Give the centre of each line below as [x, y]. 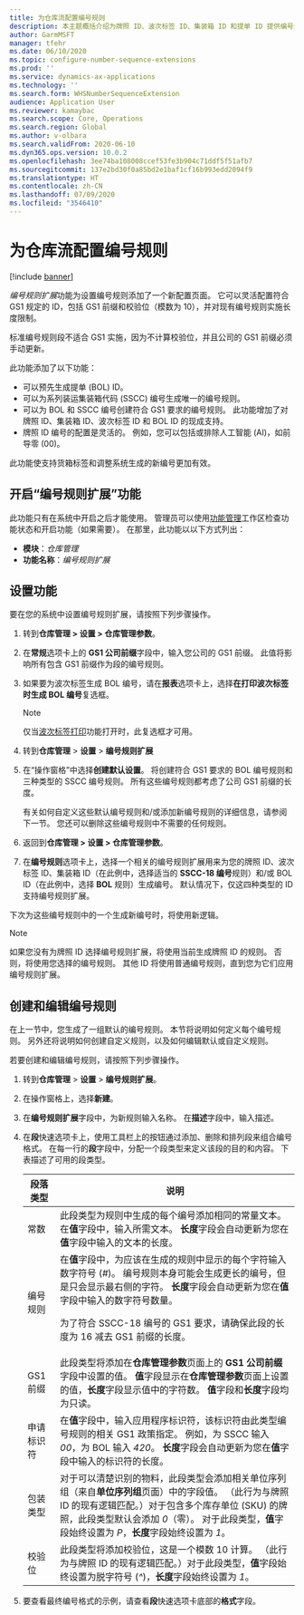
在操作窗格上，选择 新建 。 [70, 1098]
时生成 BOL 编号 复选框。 [68, 695]
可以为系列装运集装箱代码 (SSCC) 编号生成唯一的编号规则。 [134, 398]
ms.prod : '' [32, 69]
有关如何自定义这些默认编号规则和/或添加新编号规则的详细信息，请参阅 [155, 812]
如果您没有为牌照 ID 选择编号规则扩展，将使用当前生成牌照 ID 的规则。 [141, 952]
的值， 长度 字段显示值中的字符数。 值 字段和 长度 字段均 [175, 1390]
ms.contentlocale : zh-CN [56, 187]
